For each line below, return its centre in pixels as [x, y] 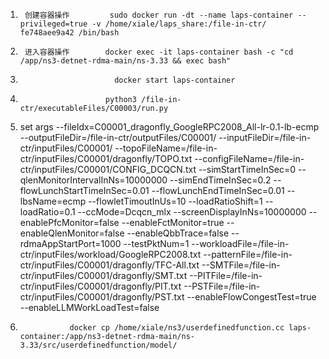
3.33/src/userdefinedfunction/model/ [98, 345]
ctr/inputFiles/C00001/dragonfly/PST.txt [102, 297]
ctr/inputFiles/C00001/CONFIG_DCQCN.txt [108, 169]
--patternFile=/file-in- [248, 254]
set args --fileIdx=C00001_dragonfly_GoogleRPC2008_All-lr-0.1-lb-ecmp [169, 127]
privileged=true [53, 24]
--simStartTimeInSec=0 [247, 169]
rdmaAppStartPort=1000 [70, 243]
